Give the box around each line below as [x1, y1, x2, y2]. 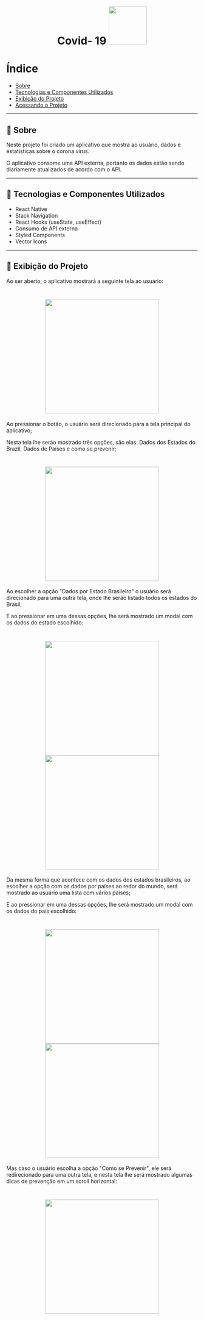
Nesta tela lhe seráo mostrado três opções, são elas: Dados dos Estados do [6, 438, 196, 446]
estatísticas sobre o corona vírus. [6, 147, 90, 155]
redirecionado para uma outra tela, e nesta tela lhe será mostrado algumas [6, 1171, 193, 1179]
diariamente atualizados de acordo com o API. [6, 165, 122, 173]
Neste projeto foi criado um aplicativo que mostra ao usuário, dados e [6, 141, 181, 148]
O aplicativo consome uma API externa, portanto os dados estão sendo [6, 159, 185, 166]
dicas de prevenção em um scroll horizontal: [6, 1177, 117, 1185]
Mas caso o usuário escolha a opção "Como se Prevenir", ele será [6, 1165, 172, 1172]
